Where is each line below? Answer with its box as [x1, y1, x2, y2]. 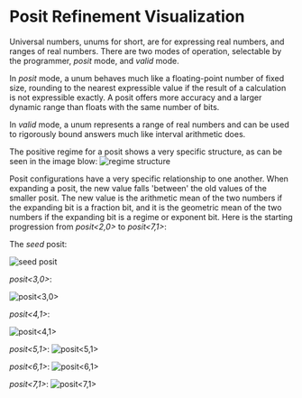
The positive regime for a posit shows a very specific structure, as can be [9, 146, 282, 157]
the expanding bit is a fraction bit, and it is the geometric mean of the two [9, 201, 282, 213]
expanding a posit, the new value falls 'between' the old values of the [9, 182, 268, 193]
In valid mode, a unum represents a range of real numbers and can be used [9, 119, 290, 130]
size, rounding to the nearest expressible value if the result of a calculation [9, 82, 287, 93]
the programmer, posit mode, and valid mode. [9, 55, 179, 66]
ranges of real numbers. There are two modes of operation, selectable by [9, 45, 282, 56]
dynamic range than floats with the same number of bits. [9, 101, 220, 112]
